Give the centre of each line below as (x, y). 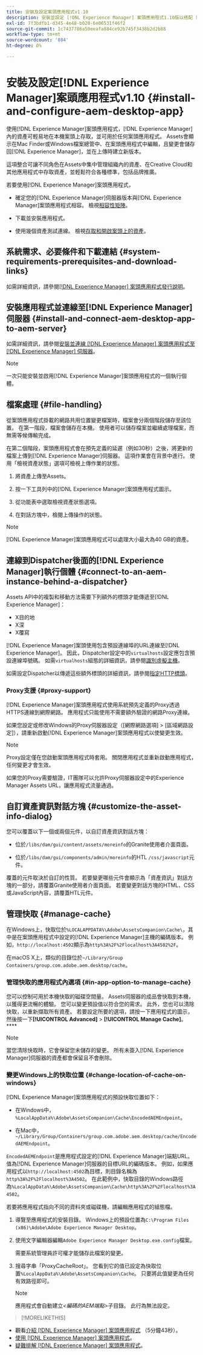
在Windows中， (34, 1110)
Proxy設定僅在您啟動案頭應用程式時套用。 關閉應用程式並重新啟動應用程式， (101, 757)
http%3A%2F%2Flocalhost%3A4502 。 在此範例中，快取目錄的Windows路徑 (95, 1179)
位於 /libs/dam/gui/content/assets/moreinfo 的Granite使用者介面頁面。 (103, 845)
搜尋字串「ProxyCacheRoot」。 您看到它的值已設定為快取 (86, 1265)
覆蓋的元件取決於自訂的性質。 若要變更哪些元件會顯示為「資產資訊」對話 (97, 878)
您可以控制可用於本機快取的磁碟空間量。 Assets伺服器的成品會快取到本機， (100, 997)
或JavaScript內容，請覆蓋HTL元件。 (51, 893)
